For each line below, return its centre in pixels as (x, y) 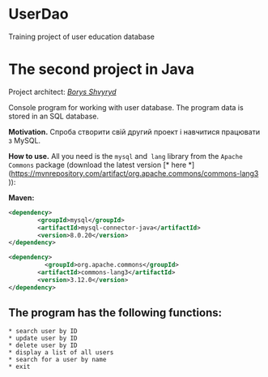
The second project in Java (101, 69)
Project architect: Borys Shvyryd (62, 92)
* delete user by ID (43, 345)
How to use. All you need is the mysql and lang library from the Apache (125, 156)
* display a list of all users (61, 353)
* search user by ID (43, 332)
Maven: (21, 197)
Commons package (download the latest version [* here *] (102, 165)
